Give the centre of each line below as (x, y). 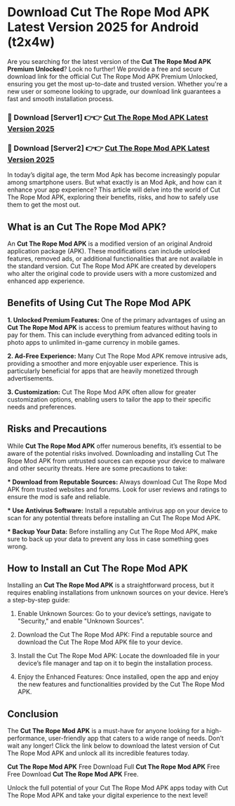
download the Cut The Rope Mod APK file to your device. (100, 642)
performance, (27, 739)
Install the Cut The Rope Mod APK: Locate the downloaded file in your (118, 656)
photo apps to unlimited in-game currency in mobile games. (94, 342)
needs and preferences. (42, 407)
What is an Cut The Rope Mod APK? (87, 226)
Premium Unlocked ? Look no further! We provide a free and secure (105, 69)
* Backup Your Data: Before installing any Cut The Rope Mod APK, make (112, 531)
